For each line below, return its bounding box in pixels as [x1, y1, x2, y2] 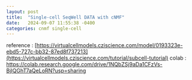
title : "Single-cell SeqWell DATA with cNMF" [6, 14, 125, 20]
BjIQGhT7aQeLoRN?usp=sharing [6, 67, 86, 75]
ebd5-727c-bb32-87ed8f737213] [6, 48, 88, 56]
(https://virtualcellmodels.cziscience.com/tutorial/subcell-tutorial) [6, 54, 169, 61]
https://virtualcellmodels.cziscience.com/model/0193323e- [36, 42, 183, 49]
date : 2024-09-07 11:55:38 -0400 [6, 20, 95, 26]
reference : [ [6, 42, 37, 49]
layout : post [6, 8, 39, 15]
